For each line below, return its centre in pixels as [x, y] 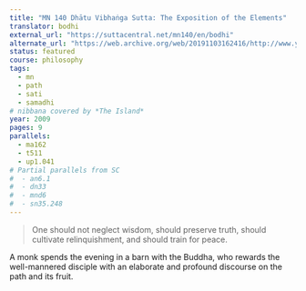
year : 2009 [30, 119]
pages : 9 [26, 128]
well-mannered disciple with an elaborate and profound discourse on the [146, 266]
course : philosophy [46, 60]
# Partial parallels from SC [65, 170]
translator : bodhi [44, 26]
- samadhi [36, 102]
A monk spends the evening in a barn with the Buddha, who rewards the [145, 256]
